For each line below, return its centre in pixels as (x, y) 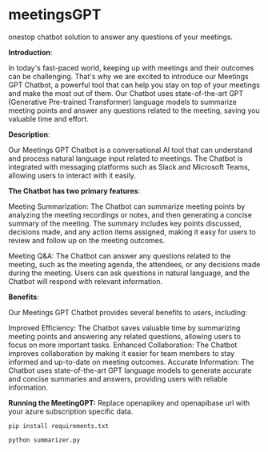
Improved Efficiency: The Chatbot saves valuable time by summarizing (124, 328)
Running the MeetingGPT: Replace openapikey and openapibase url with (129, 402)
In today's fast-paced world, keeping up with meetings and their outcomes (131, 68)
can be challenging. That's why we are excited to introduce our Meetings (129, 76)
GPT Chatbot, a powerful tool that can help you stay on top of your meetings (134, 85)
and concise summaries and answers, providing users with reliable (118, 378)
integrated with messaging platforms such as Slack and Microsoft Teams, (129, 166)
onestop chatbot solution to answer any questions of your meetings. (121, 37)
